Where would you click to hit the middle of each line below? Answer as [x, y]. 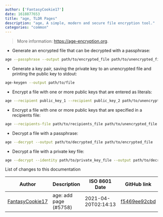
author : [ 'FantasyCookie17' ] [34, 9]
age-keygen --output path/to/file [40, 83]
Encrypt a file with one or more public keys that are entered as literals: [82, 92]
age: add [63, 195]
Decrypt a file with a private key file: [48, 151]
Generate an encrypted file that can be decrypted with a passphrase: [81, 51]
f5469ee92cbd [138, 202]
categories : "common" [27, 28]
